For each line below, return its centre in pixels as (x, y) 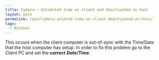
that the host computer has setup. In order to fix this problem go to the (78, 48)
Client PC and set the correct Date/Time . (48, 53)
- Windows (20, 28)
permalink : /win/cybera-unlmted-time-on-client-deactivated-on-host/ (79, 19)
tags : (11, 24)
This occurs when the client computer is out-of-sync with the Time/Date (79, 42)
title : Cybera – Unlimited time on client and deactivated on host (77, 10)
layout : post (19, 14)
